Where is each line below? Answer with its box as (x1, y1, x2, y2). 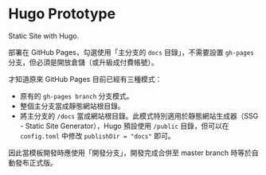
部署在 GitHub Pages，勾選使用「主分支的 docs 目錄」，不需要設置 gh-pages (8, 47, 255, 56)
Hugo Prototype (8, 5, 116, 23)
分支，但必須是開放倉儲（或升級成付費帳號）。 (8, 57, 158, 67)
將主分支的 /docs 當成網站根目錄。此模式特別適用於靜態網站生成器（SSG (19, 111, 259, 120)
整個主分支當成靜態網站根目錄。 (19, 101, 125, 111)
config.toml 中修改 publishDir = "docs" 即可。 (19, 130, 175, 140)
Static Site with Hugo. (8, 31, 80, 41)
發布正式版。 (14, 157, 57, 167)
